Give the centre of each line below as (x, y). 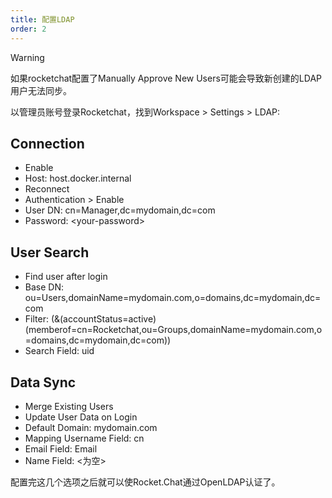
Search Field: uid (59, 351)
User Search (50, 252)
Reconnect (47, 189)
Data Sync (43, 382)
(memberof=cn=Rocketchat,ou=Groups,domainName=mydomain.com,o (173, 330)
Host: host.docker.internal (78, 178)
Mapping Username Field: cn (84, 438)
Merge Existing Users (69, 406)
